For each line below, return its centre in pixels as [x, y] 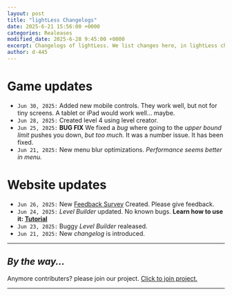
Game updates [50, 86]
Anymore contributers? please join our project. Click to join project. [103, 278]
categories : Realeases [40, 33]
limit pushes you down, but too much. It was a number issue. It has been [120, 135]
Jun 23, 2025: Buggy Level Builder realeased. [82, 226]
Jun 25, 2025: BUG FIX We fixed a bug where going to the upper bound [119, 127]
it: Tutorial [32, 219]
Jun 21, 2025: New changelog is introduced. [81, 233]
